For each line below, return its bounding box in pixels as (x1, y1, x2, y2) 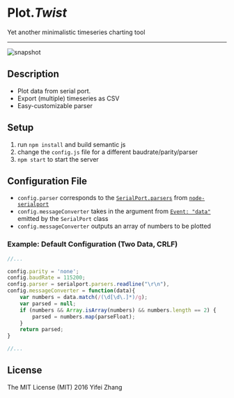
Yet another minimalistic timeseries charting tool (7, 28, 146, 36)
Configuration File (7, 175, 88, 187)
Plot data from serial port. (17, 86, 91, 95)
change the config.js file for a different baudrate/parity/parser (17, 148, 198, 156)
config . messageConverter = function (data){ (7, 287, 136, 294)
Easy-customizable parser (17, 101, 93, 109)
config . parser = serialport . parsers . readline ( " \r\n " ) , (7, 281, 170, 288)
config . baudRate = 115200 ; (7, 274, 86, 282)
